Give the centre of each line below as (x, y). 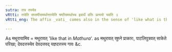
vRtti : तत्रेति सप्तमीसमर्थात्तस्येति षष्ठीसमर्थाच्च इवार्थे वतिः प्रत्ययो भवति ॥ (62, 15)
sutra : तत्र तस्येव (21, 10)
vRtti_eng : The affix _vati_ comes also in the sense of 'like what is (83, 19)
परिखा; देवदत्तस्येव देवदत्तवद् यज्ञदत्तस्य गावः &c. (44, 44)
